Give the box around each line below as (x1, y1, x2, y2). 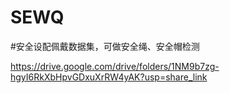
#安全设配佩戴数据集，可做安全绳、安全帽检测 (10, 40, 200, 52)
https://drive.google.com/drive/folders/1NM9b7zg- (10, 60, 220, 72)
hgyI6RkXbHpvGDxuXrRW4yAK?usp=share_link (10, 71, 208, 83)
